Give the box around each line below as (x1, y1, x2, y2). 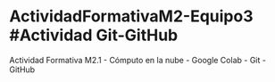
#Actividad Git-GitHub (9, 25, 179, 45)
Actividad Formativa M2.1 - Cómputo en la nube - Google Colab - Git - (9, 54, 266, 65)
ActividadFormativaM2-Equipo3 (9, 6, 254, 27)
